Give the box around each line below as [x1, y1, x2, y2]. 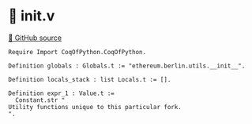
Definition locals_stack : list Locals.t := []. [8, 75, 171, 83]
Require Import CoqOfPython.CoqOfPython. [8, 48, 147, 56]
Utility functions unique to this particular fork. [8, 103, 182, 111]
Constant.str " [15, 96, 66, 104]
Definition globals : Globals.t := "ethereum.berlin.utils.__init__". [8, 62, 246, 70]
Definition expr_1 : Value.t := [8, 89, 115, 97]
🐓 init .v [8, 7, 55, 25]
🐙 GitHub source [8, 33, 62, 42]
